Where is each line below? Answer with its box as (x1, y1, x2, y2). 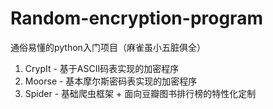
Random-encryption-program (10, 7, 263, 30)
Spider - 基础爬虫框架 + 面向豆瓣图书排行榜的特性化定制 (24, 87, 257, 99)
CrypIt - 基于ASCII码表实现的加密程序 (24, 62, 180, 74)
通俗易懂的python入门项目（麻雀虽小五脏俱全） (10, 41, 206, 53)
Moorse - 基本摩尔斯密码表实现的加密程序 (24, 75, 198, 87)
